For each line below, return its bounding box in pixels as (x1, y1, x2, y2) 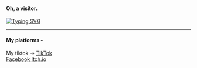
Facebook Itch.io (6, 56, 47, 63)
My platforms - (6, 36, 43, 43)
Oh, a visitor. (6, 5, 38, 12)
